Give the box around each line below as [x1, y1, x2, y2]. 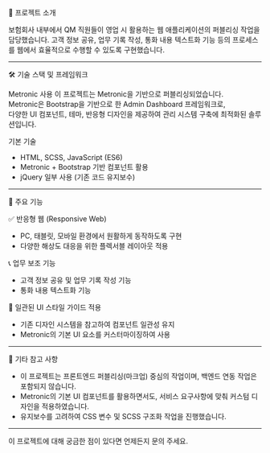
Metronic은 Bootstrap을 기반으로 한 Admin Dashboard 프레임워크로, [8, 100, 227, 109]
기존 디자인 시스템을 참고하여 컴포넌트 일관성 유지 [19, 319, 175, 329]
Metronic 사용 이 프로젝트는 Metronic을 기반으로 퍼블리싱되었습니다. [8, 89, 223, 99]
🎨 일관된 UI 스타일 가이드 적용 [8, 303, 102, 312]
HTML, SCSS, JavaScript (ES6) [19, 153, 123, 162]
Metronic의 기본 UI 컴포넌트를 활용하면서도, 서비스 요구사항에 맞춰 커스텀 [19, 392, 250, 401]
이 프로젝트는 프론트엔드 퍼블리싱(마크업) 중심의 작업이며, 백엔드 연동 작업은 [19, 372, 257, 381]
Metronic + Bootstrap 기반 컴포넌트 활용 [19, 163, 149, 171]
